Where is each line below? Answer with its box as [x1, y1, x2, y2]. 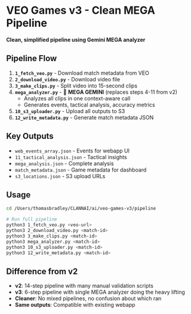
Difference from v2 [6, 266, 78, 276]
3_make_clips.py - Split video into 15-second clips [14, 82, 138, 89]
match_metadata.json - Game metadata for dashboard [14, 166, 147, 173]
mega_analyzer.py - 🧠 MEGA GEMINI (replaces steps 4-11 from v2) [14, 88, 178, 96]
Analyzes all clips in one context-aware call [23, 94, 131, 102]
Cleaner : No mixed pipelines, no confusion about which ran [14, 295, 162, 302]
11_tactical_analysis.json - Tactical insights [14, 153, 127, 160]
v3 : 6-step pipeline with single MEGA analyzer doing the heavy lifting [14, 288, 185, 296]
